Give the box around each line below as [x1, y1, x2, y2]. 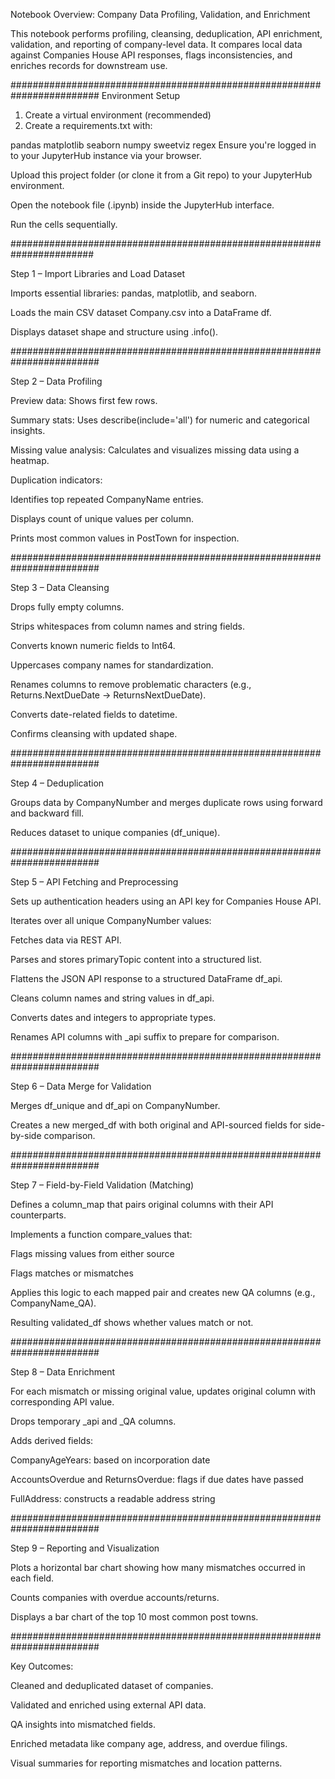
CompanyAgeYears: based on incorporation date [10, 1454, 211, 1466]
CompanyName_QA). [10, 1297, 97, 1309]
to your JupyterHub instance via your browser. [10, 150, 202, 161]
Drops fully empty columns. [10, 601, 125, 613]
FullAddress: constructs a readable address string [10, 1493, 216, 1504]
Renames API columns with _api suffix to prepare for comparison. [10, 1031, 280, 1043]
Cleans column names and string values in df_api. [10, 992, 215, 1004]
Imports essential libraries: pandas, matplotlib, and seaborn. [10, 287, 258, 299]
